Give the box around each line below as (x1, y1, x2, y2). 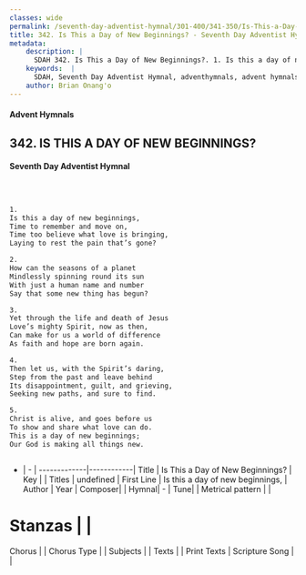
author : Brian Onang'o (25, 81, 112, 90)
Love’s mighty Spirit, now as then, (9, 322, 148, 332)
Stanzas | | (9, 515, 93, 536)
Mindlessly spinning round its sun (9, 272, 145, 281)
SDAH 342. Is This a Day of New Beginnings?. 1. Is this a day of (33, 55, 291, 65)
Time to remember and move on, (9, 222, 128, 231)
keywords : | (25, 65, 76, 74)
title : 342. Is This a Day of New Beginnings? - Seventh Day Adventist (9, 30, 287, 39)
